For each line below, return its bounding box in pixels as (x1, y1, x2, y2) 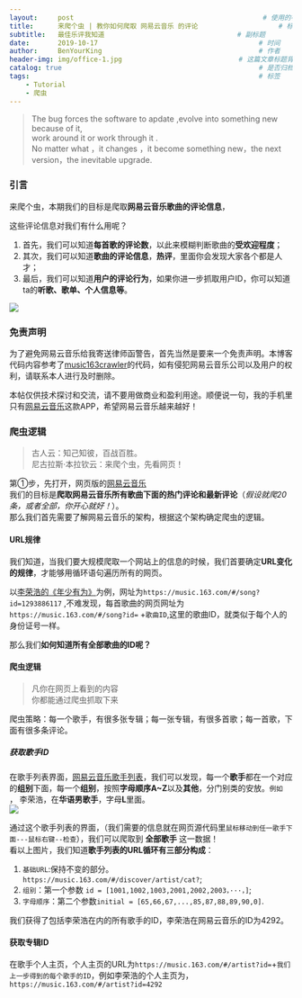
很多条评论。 (24, 724, 73, 735)
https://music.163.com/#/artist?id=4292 (9, 980, 164, 989)
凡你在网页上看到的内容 (31, 683, 119, 694)
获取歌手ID (9, 747, 49, 758)
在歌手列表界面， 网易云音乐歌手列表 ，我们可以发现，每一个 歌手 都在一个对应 (9, 771, 293, 782)
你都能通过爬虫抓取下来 (31, 694, 119, 705)
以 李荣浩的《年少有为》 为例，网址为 (9, 586, 144, 597)
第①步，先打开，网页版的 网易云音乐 (9, 478, 147, 489)
